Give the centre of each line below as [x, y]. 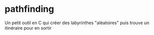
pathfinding [29, 9]
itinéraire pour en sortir [28, 28]
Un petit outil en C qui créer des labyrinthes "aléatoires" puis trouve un [77, 23]
